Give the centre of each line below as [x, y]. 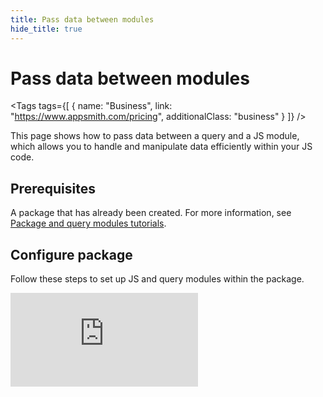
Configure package [71, 254]
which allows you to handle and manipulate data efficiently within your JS [161, 147]
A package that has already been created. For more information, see [151, 213]
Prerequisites [53, 188]
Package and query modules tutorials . [88, 223]
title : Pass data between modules [82, 19]
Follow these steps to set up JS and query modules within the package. [157, 279]
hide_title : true [46, 29]
